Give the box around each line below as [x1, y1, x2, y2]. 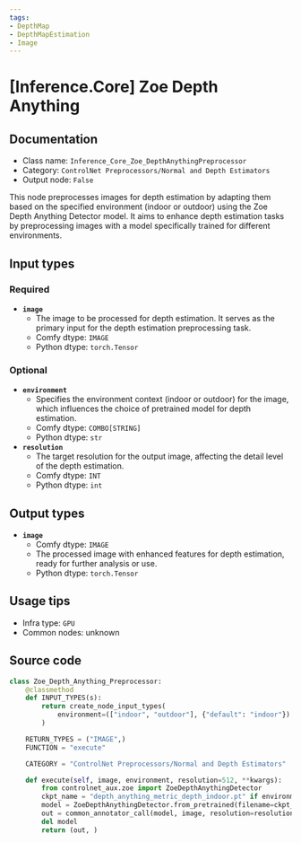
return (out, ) [41, 825, 99, 835]
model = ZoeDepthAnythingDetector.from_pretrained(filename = [41, 801, 275, 810]
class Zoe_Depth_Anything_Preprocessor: [9, 677, 163, 686]
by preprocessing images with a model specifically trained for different [9, 221, 271, 232]
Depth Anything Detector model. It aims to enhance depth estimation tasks [9, 211, 285, 222]
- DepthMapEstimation [9, 30, 90, 39]
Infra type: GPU [21, 617, 75, 628]
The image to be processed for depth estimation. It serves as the [35, 312, 275, 323]
